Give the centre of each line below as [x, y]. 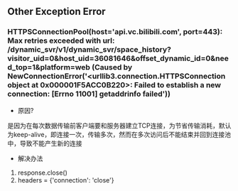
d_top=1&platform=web [49, 67]
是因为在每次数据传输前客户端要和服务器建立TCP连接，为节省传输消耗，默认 [119, 125]
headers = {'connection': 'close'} [66, 180]
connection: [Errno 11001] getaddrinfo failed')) [89, 94]
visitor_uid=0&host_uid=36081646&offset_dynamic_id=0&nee [118, 58]
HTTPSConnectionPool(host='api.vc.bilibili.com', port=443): [115, 32]
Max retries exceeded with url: [61, 40]
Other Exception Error [56, 12]
